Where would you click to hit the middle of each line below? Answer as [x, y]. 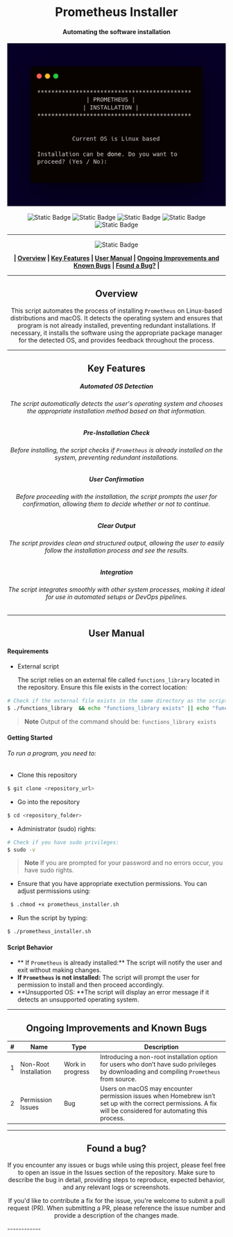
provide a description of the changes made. [116, 1215]
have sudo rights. [49, 870]
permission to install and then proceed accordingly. [90, 985]
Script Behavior [30, 947]
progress [77, 1072]
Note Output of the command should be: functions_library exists [120, 722]
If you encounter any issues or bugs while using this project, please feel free [116, 1165]
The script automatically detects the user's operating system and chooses [116, 404]
